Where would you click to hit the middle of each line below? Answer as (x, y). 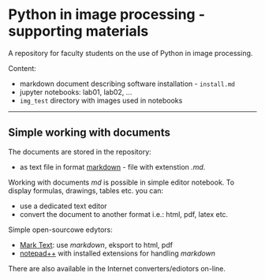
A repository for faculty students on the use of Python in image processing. (131, 53)
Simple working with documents (90, 133)
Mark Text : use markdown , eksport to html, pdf (96, 245)
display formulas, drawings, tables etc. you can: (86, 190)
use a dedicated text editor (63, 206)
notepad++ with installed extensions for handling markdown (117, 253)
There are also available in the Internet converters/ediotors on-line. (117, 268)
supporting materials (78, 31)
